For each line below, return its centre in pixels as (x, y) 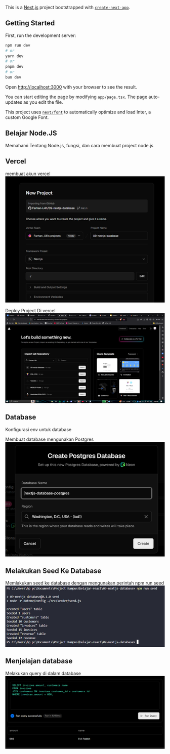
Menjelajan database (39, 661)
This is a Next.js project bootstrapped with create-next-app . (68, 7)
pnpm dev (14, 67)
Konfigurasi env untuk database (38, 429)
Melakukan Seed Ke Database (53, 571)
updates (14, 102)
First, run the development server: (41, 35)
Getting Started (30, 23)
